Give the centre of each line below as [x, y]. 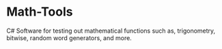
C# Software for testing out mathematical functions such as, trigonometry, [111, 31]
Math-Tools [40, 12]
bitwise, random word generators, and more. [69, 37]
